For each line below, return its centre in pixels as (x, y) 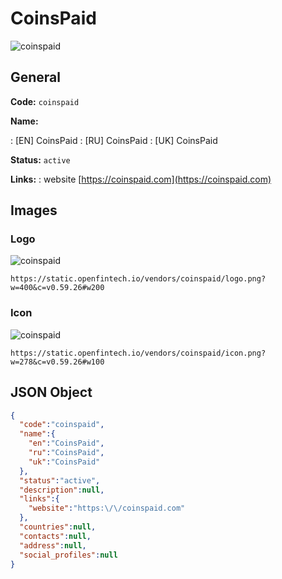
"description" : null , (62, 490)
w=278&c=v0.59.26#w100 (57, 362)
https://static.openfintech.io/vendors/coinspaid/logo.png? (138, 279)
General (36, 77)
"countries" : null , (58, 527)
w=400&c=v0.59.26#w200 (57, 288)
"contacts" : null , (55, 536)
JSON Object (51, 392)
